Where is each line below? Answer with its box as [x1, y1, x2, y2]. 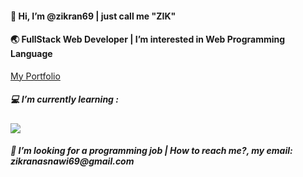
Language [10, 48, 53, 60]
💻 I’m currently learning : [10, 93, 119, 106]
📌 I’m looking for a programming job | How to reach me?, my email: [10, 145, 293, 157]
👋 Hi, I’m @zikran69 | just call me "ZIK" [10, 10, 177, 22]
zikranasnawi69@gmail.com [10, 155, 135, 167]
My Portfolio [10, 70, 61, 82]
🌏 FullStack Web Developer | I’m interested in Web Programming [10, 33, 286, 46]
